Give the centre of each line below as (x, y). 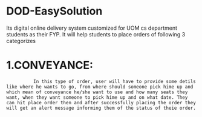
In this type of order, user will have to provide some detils (115, 81)
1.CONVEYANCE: (50, 65)
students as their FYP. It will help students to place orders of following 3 (96, 34)
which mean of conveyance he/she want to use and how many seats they (97, 92)
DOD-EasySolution (54, 11)
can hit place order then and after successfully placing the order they (101, 102)
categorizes (21, 41)
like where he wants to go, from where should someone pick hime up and (100, 87)
